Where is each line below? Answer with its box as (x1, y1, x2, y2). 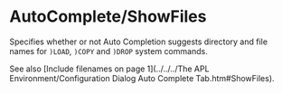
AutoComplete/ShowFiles (9, 6, 207, 27)
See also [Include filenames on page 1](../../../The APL (9, 63, 210, 74)
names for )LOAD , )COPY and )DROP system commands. (9, 45, 208, 56)
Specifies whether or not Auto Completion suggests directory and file (9, 36, 268, 47)
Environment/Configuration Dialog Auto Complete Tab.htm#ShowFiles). (9, 72, 275, 83)
